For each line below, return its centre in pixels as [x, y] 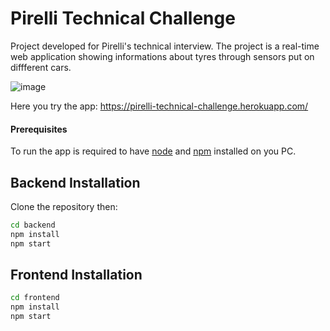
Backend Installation [75, 182]
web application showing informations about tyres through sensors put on [162, 56]
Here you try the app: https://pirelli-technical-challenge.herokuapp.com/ [159, 106]
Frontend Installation [76, 274]
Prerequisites [39, 129]
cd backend [33, 225]
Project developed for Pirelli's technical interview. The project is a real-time [165, 46]
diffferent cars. [41, 67]
